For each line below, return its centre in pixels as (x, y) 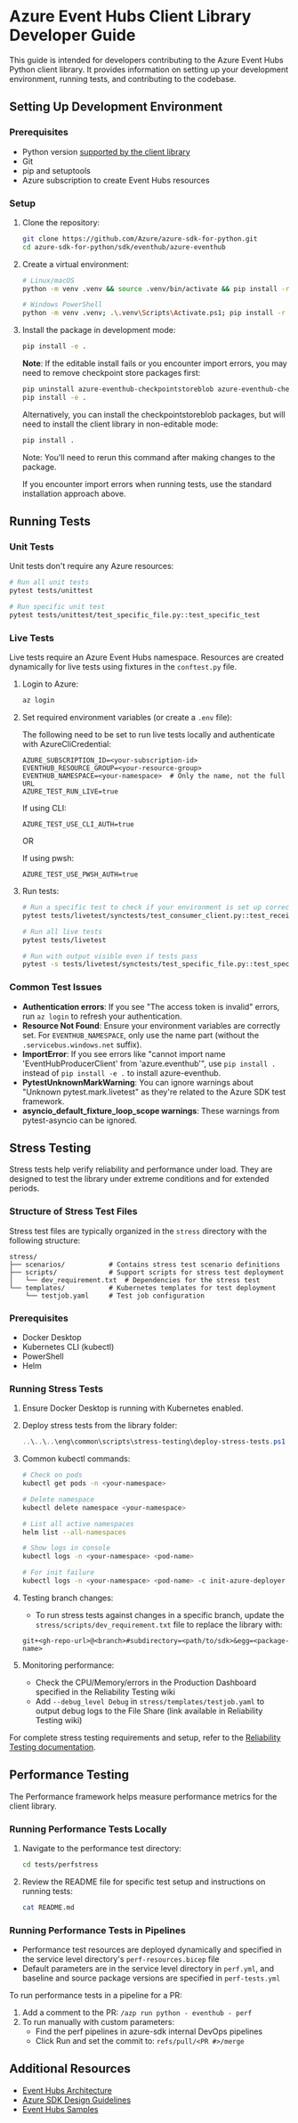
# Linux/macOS (48, 281)
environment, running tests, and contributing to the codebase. (123, 78)
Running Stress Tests (56, 1388)
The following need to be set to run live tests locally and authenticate (149, 735)
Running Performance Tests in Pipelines (98, 1930)
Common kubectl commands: (76, 1459)
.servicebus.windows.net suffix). (82, 1045)
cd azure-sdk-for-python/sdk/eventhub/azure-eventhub (124, 247)
